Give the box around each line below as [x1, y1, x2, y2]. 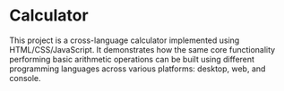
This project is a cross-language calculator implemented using [9, 35, 240, 45]
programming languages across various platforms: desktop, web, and [9, 63, 266, 74]
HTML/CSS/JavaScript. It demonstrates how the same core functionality [9, 44, 276, 54]
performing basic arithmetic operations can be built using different [9, 54, 255, 64]
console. [9, 72, 42, 83]
